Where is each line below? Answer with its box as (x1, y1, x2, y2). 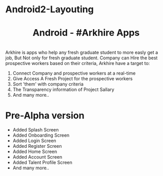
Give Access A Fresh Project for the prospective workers (12, 76, 133, 82)
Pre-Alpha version (5, 110, 85, 121)
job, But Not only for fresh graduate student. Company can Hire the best (5, 55, 158, 61)
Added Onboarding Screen (12, 132, 70, 139)
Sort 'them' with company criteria (12, 81, 84, 87)
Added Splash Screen (12, 127, 59, 133)
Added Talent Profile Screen (12, 160, 73, 166)
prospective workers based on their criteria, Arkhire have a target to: (5, 60, 150, 67)
